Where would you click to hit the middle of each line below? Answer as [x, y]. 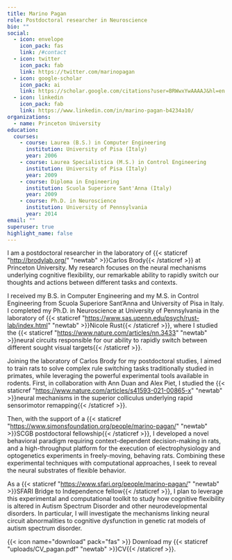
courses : [26, 136]
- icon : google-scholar [48, 78]
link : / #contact [43, 53]
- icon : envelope [39, 40]
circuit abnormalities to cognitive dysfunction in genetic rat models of [107, 521]
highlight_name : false [40, 233]
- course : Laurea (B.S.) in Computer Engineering [93, 143]
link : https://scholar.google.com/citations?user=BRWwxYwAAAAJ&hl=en [123, 91]
